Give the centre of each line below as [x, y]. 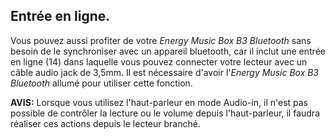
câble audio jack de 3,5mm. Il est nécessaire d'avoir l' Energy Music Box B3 [165, 72]
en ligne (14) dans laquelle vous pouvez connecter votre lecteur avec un [159, 61]
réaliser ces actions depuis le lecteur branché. [105, 123]
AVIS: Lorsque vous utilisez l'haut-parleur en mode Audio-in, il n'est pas [159, 102]
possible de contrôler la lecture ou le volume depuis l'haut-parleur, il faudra [165, 113]
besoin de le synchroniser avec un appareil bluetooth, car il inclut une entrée [168, 51]
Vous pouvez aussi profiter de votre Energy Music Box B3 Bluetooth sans [161, 40]
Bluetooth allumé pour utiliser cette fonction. [101, 83]
